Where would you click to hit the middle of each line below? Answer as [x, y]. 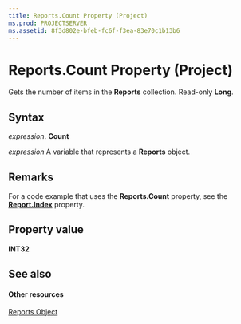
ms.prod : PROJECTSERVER [48, 23]
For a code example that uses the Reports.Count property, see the [118, 196]
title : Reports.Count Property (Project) [78, 16]
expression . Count [39, 136]
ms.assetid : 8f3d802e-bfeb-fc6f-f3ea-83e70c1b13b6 [94, 30]
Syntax [26, 117]
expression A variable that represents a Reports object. [99, 152]
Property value [46, 229]
